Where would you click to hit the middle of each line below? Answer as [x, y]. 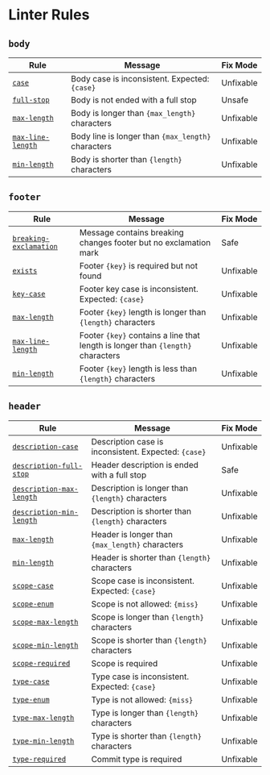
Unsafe [235, 100]
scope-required [41, 663]
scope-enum [33, 604]
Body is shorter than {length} [127, 159]
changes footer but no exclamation [145, 242]
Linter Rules [49, 15]
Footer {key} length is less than [138, 369]
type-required [39, 759]
